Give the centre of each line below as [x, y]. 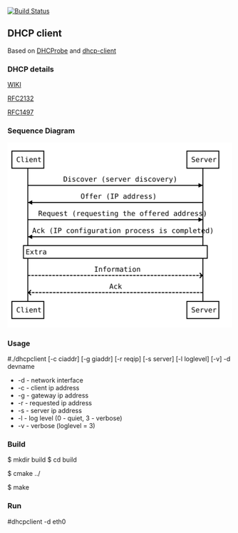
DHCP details [31, 69]
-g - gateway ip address [53, 395]
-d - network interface [50, 380]
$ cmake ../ [24, 474]
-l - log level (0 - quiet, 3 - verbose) [70, 418]
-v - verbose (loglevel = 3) [56, 426]
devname [21, 367]
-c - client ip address [48, 388]
